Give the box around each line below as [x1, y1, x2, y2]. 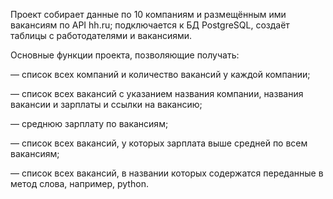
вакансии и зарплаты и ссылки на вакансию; [10, 99, 203, 110]
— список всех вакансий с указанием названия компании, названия [10, 88, 304, 99]
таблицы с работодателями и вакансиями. [10, 30, 193, 41]
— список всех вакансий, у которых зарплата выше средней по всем [10, 137, 308, 149]
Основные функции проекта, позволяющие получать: [10, 49, 240, 61]
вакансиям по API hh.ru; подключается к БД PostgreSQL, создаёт [10, 19, 290, 31]
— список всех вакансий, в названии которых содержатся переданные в [10, 167, 324, 179]
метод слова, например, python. [10, 178, 149, 189]
